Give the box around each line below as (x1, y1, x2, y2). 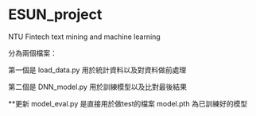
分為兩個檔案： (8, 48, 57, 57)
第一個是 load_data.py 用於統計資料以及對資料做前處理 (8, 65, 187, 75)
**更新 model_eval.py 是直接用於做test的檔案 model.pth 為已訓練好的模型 (8, 99, 248, 108)
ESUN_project (8, 6, 103, 24)
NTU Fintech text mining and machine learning (8, 32, 161, 41)
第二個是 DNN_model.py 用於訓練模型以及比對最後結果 (8, 82, 187, 91)
